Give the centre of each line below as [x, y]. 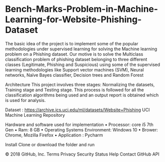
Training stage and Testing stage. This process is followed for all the [75, 90]
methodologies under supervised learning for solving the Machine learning [81, 49]
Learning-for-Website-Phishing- [73, 19]
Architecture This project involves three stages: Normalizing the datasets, [80, 84]
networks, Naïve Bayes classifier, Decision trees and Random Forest [74, 75]
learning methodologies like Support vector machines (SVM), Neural [75, 69]
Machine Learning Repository [35, 115]
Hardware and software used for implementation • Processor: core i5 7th [79, 125]
